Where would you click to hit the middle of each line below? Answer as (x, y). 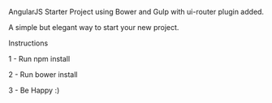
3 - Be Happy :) (34, 90)
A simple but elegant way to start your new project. (94, 27)
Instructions (28, 43)
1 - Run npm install (39, 59)
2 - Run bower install (43, 75)
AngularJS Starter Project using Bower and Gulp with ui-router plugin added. (136, 12)
